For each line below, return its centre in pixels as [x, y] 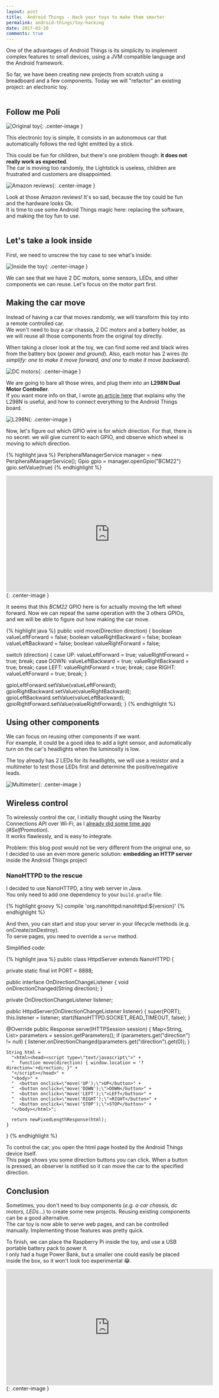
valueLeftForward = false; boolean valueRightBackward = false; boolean [94, 637]
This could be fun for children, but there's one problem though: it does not [97, 155]
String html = [24, 1053]
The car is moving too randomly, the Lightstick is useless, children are [91, 168]
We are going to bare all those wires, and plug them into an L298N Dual [93, 382]
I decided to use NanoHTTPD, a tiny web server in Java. [74, 888]
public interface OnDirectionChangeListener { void [67, 982]
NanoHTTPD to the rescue [44, 875]
